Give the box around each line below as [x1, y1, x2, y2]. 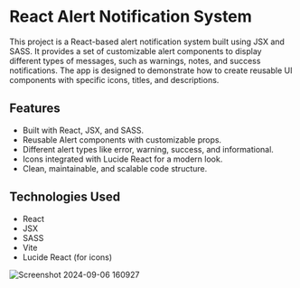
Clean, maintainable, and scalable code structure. [22, 163, 208, 173]
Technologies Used [9, 190, 120, 205]
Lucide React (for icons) [22, 251, 113, 263]
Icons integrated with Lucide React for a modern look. [22, 153, 223, 164]
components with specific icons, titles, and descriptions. [9, 74, 220, 85]
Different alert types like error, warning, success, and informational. [22, 144, 274, 154]
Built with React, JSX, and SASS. [22, 125, 145, 135]
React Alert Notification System [9, 6, 253, 27]
